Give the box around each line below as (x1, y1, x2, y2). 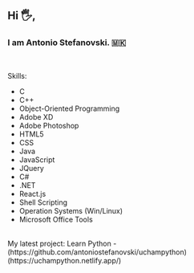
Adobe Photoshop (18, 120, 79, 130)
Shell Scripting (18, 198, 68, 207)
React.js (18, 189, 46, 198)
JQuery (18, 163, 45, 173)
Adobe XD (18, 112, 54, 121)
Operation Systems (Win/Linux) (18, 206, 123, 215)
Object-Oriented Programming (18, 104, 120, 113)
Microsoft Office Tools (18, 214, 93, 224)
